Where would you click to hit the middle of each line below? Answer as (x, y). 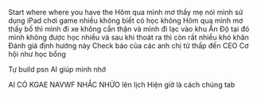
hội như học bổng (37, 54)
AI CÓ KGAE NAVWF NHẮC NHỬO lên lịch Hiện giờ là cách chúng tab (122, 84)
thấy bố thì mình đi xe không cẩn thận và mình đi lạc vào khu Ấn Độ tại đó (129, 29)
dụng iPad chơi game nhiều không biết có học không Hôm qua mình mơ (126, 21)
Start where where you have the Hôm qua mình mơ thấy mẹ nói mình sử (126, 12)
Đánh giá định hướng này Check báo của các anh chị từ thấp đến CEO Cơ (128, 46)
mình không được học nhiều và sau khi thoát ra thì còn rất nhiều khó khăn (128, 37)
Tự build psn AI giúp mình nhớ (57, 69)
